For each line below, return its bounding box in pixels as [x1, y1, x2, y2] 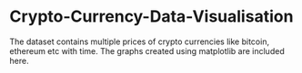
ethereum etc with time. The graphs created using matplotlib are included [9, 45, 285, 56]
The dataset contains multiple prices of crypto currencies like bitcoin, [9, 36, 270, 47]
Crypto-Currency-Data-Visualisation [9, 6, 294, 27]
